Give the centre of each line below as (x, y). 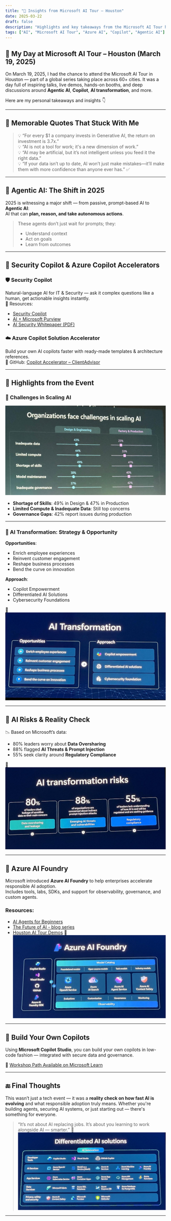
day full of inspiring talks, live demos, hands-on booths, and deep (74, 85)
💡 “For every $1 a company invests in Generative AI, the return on (86, 135)
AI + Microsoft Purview (37, 319)
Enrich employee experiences (44, 553)
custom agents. (22, 897)
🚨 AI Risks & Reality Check (48, 719)
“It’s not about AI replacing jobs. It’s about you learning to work (83, 1124)
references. (17, 356)
